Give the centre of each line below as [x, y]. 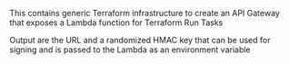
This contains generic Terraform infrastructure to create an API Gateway [144, 13]
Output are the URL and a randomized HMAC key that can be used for [140, 40]
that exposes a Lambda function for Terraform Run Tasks [116, 23]
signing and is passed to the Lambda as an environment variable [130, 50]
